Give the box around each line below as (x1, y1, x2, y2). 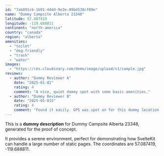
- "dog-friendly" (9, 48, 45, 53)
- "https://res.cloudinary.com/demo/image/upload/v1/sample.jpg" (9, 67, 146, 72)
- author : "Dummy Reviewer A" (9, 76, 71, 80)
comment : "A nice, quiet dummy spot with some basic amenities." (14, 89, 151, 94)
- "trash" (9, 52, 29, 58)
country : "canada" (5, 30, 43, 35)
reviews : (5, 71, 23, 76)
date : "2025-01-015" (14, 99, 56, 104)
